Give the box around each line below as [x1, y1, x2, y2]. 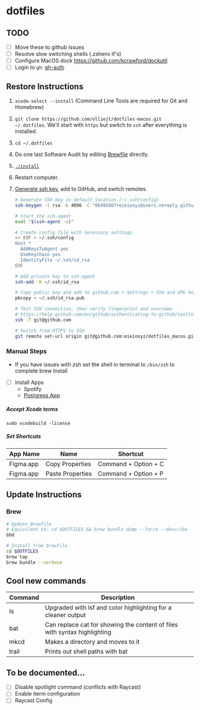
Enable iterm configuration [14, 690, 80, 698]
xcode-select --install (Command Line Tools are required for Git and [14, 97, 187, 105]
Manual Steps [6, 347, 47, 355]
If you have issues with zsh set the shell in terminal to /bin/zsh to [14, 361, 175, 368]
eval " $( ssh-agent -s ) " [14, 218, 74, 224]
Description [101, 593, 135, 602]
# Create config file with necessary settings [14, 229, 133, 236]
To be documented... [6, 668, 85, 678]
